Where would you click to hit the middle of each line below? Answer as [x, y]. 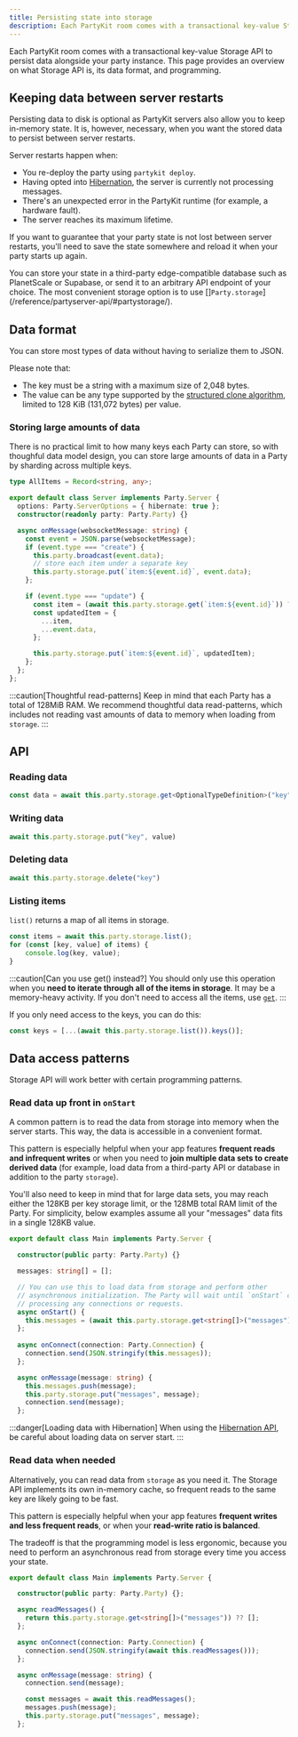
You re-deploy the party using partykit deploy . [109, 173]
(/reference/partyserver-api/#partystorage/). [91, 302]
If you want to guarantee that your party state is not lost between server [141, 237]
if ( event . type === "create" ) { [85, 547]
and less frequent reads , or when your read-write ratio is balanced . [135, 1525]
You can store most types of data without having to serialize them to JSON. [146, 351]
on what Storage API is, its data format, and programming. [115, 70]
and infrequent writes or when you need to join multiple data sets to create [149, 1158]
